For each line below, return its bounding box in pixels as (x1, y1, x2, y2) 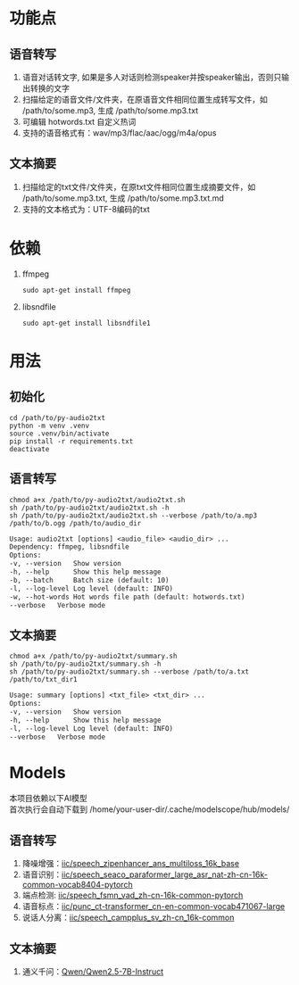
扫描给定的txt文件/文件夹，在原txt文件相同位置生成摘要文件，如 (21, 181, 256, 192)
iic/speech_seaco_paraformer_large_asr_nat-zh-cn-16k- (61, 869, 268, 880)
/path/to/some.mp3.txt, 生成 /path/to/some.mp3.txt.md (21, 193, 225, 203)
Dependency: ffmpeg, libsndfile (9, 542, 129, 551)
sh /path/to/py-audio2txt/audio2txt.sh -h (9, 503, 170, 512)
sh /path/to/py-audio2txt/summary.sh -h (9, 659, 162, 669)
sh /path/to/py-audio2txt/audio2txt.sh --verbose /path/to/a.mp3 (9, 510, 257, 520)
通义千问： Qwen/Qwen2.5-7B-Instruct (21, 966, 163, 977)
